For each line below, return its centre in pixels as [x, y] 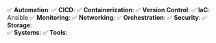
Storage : [20, 25]
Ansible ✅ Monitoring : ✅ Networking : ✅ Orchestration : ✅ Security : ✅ [107, 17]
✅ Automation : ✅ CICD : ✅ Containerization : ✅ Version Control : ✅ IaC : [109, 10]
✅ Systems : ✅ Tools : [37, 32]
